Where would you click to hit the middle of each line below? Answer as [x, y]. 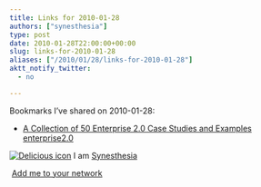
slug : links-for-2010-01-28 [63, 52]
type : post [30, 34]
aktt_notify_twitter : [50, 69]
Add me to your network [57, 172]
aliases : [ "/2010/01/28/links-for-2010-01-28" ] [101, 60]
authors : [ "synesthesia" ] [58, 26]
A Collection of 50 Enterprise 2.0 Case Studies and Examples [137, 128]
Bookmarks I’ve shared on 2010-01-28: [82, 111]
